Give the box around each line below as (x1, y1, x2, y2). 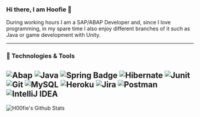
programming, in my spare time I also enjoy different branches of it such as (6, 25, 190, 32)
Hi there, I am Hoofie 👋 (6, 5, 72, 14)
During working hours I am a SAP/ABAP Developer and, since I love (6, 19, 171, 26)
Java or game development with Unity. (6, 31, 101, 39)
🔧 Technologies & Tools (6, 52, 76, 60)
